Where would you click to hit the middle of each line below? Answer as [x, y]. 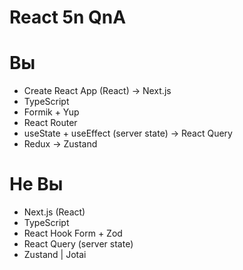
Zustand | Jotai [55, 255]
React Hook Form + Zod [73, 233]
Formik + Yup [51, 112]
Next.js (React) [54, 212]
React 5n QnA [68, 17]
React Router [50, 123]
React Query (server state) [78, 244]
